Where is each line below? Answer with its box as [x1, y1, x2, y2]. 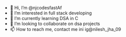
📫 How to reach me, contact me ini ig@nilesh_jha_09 [10, 26, 121, 32]
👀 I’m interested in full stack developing [10, 10, 92, 16]
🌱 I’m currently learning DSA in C [10, 15, 79, 21]
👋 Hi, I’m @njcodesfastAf [10, 5, 62, 10]
